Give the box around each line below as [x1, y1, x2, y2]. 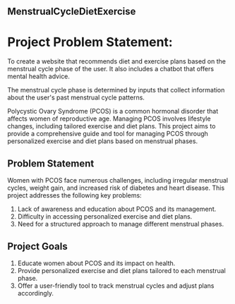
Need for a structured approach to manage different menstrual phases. [17, 220, 224, 229]
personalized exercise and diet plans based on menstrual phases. [7, 137, 198, 145]
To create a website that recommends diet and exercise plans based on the [7, 57, 226, 66]
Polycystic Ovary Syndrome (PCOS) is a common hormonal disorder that [7, 107, 219, 116]
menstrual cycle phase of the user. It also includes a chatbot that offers [7, 65, 214, 73]
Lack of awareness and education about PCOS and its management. [17, 205, 217, 214]
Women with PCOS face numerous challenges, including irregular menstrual [7, 176, 228, 185]
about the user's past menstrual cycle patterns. [7, 93, 145, 102]
